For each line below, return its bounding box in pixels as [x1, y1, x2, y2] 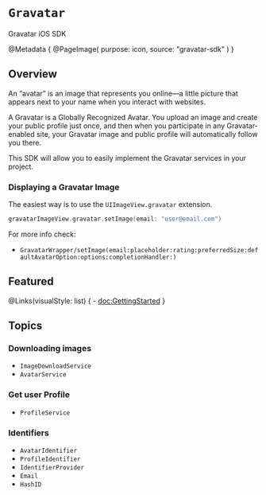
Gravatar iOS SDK [8, 29, 67, 38]
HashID [19, 481, 42, 489]
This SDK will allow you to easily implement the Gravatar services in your [8, 153, 247, 162]
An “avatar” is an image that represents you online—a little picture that [8, 88, 238, 98]
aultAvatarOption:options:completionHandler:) [19, 253, 177, 261]
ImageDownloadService [19, 362, 91, 371]
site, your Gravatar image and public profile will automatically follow [36, 129, 258, 138]
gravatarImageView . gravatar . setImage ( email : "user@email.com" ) [8, 215, 222, 224]
